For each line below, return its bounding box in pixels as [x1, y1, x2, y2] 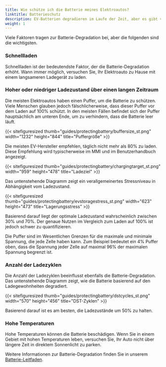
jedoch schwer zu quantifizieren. [5, 223, 72, 229]
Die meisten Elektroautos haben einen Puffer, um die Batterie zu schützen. [5, 98, 157, 104]
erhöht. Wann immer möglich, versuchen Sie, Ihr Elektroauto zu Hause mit [5, 69, 156, 75]
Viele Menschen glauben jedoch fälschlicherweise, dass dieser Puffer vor [5, 103, 155, 109]
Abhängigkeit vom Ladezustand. [5, 183, 71, 189]
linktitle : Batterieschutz [5, 12, 61, 17]
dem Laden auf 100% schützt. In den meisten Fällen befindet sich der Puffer [5, 108, 160, 114]
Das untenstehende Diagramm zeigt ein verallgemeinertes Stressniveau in [5, 178, 156, 184]
